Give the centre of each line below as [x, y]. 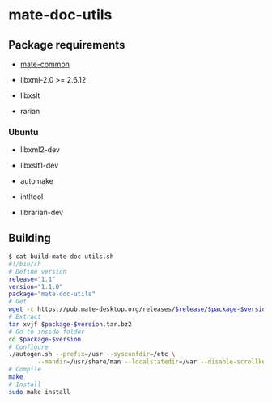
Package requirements [67, 45]
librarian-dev [41, 213]
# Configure [28, 347]
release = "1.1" [32, 279]
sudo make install [39, 392]
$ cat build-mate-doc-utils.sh [61, 257]
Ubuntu [23, 132]
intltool [32, 197]
